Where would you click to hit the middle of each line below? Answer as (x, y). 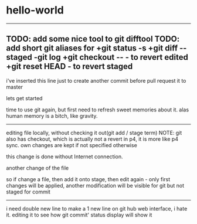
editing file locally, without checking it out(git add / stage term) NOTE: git (94, 133)
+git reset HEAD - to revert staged (69, 67)
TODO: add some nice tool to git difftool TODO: (93, 39)
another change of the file (38, 168)
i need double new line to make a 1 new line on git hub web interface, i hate (97, 208)
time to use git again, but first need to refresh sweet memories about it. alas (98, 110)
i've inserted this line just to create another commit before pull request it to (96, 80)
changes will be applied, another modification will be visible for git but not (95, 185)
